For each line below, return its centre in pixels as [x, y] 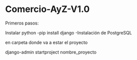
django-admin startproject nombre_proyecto [51, 52]
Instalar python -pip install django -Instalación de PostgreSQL [69, 32]
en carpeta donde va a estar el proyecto [46, 42]
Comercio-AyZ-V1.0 [47, 9]
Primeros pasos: [22, 23]
